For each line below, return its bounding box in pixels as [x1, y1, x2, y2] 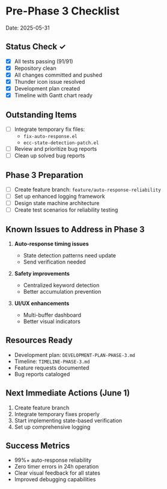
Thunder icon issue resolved [14, 78, 85, 85]
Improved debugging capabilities [14, 476, 96, 483]
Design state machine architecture [14, 200, 100, 207]
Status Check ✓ [5, 42, 67, 52]
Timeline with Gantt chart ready [14, 92, 93, 99]
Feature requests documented [14, 364, 90, 371]
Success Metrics [5, 441, 70, 451]
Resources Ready [5, 335, 73, 345]
